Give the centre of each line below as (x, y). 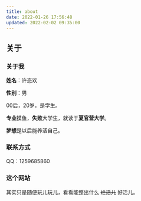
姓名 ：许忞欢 (22, 80)
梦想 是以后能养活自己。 (35, 131)
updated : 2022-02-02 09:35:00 (43, 22)
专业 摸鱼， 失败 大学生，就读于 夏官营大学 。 (58, 118)
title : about (22, 12)
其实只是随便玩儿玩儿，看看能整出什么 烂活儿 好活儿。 (72, 192)
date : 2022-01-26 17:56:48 (39, 17)
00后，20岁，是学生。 (33, 106)
